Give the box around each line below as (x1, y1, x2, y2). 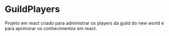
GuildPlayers (5, 3, 60, 15)
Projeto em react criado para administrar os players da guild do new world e (5, 20, 164, 26)
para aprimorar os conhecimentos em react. (5, 25, 97, 31)
